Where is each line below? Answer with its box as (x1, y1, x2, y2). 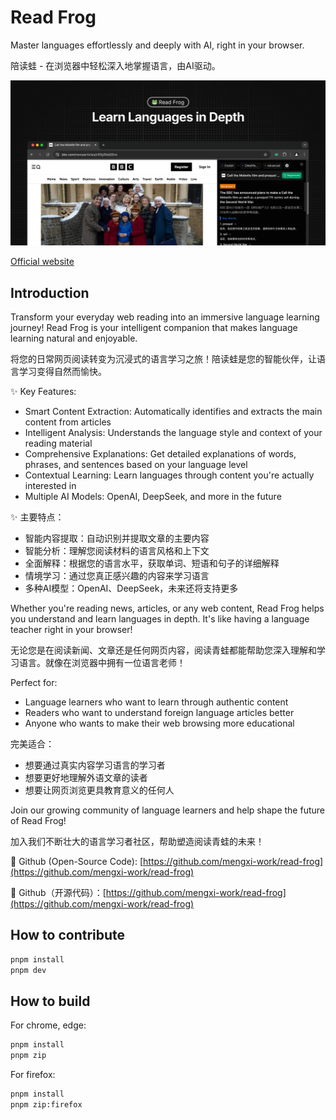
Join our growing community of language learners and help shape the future (10, 804, 325, 816)
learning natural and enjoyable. (10, 332, 138, 345)
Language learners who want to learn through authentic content (24, 696, 289, 708)
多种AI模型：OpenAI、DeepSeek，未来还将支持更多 (24, 582, 239, 595)
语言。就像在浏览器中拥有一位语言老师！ (18, 657, 186, 669)
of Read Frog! (10, 815, 67, 827)
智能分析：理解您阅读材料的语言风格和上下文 (24, 545, 210, 557)
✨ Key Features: (10, 386, 77, 398)
